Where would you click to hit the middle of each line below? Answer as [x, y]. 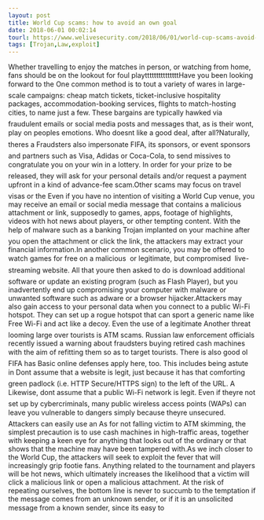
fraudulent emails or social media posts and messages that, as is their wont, [131, 124]
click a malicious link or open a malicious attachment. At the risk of [116, 482]
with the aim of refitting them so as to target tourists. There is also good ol [128, 352]
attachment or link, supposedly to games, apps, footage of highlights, [121, 213]
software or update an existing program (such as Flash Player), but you [123, 282]
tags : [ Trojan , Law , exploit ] [54, 45]
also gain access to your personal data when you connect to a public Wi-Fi [129, 306]
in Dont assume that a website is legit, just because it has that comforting [127, 372]
